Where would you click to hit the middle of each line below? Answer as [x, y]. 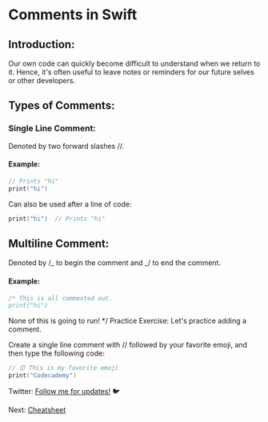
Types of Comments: [62, 106]
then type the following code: [57, 353]
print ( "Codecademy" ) [43, 376]
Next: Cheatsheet [37, 410]
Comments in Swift [73, 15]
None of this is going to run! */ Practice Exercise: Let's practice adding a [127, 321]
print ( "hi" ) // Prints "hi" [57, 219]
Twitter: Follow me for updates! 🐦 [64, 392]
